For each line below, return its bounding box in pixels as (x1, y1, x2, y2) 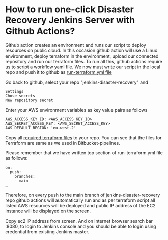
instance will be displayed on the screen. (5, 208, 91, 214)
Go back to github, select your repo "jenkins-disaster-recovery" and (5, 79, 149, 85)
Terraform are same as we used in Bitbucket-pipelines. (5, 140, 121, 146)
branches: (14, 174, 36, 179)
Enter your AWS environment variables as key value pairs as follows (5, 106, 148, 113)
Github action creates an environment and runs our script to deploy (5, 42, 146, 48)
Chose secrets (5, 93, 36, 98)
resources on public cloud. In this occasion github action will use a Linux (5, 47, 158, 54)
